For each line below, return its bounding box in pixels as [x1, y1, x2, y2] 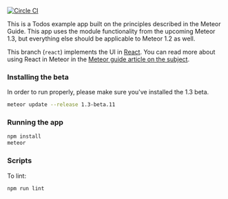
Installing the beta [7, 72, 69, 82]
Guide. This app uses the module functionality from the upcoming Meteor [7, 28, 216, 35]
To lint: [7, 171, 26, 180]
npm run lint [7, 185, 45, 192]
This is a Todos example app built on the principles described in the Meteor [7, 20, 222, 28]
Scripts [7, 156, 32, 165]
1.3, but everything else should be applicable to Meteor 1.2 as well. [7, 34, 196, 43]
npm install [7, 133, 41, 140]
